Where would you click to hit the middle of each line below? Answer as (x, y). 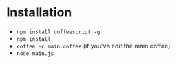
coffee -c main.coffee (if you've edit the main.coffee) (93, 46)
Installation (39, 13)
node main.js (35, 53)
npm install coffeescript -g (58, 32)
